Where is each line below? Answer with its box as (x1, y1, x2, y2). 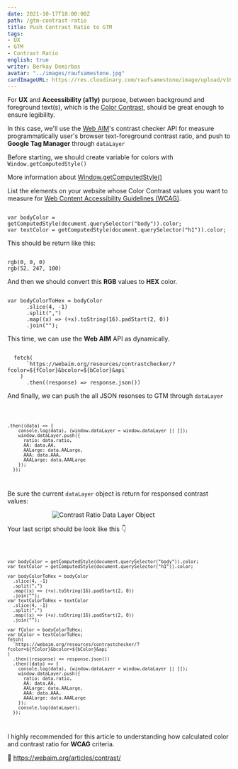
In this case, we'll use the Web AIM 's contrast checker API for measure (7, 125, 215, 133)
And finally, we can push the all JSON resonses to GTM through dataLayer (7, 392, 224, 400)
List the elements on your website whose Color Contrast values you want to (7, 187, 228, 195)
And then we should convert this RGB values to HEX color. (7, 278, 178, 286)
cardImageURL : (7, 76, 50, 84)
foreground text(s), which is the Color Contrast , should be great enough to (7, 103, 225, 112)
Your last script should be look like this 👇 (7, 525, 127, 533)
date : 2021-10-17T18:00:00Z (7, 10, 91, 18)
